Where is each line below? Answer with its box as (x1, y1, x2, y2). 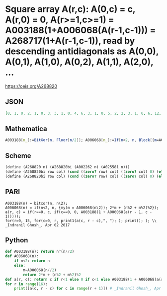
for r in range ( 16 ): (5, 282, 48, 287)
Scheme (5, 151, 31, 160)
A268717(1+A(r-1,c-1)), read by (5, 35, 135, 47)
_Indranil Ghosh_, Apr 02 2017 (5, 222, 70, 227)
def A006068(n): (5, 254, 39, 259)
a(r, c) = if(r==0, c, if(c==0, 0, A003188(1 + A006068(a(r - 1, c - (5, 210, 153, 215)
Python (5, 236, 28, 244)
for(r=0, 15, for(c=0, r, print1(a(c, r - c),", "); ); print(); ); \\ (5, 218, 157, 223)
